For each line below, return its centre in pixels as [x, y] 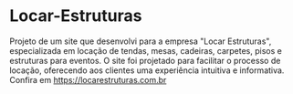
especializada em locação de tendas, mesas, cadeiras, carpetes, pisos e [146, 50]
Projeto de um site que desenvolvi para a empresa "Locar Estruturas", [141, 41]
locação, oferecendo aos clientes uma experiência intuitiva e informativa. [147, 70]
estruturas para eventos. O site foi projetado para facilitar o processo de [145, 60]
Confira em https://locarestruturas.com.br [88, 79]
